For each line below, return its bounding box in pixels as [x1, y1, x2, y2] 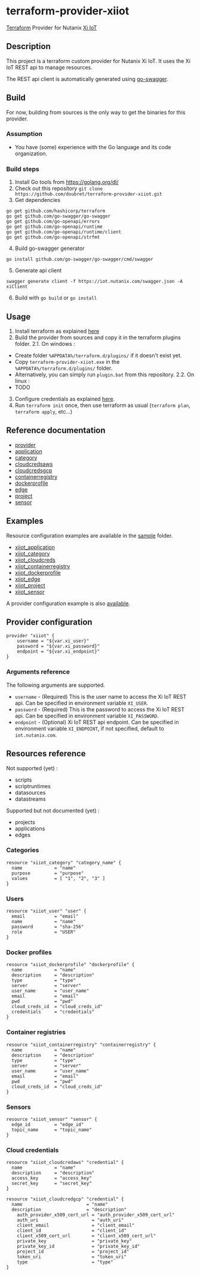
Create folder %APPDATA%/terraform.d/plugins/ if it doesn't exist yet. [14, 352, 182, 359]
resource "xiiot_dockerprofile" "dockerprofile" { [6, 962, 135, 968]
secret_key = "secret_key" [11, 1181, 93, 1187]
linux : [14, 377, 30, 384]
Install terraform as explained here [14, 327, 100, 334]
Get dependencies [14, 197, 61, 204]
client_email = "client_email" [17, 1223, 135, 1229]
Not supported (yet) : [6, 764, 58, 771]
